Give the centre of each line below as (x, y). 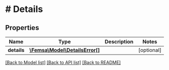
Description (119, 42)
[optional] (150, 50)
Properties (22, 28)
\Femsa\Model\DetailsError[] (65, 50)
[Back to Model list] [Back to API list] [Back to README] (63, 62)
